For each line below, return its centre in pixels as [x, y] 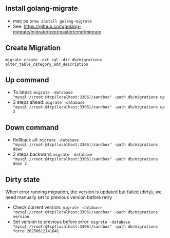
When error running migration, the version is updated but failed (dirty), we [83, 192]
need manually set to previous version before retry [59, 197]
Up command [27, 80]
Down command [32, 127]
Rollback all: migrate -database [46, 140]
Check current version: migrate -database [57, 207]
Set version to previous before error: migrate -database [71, 222]
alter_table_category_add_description [47, 64]
